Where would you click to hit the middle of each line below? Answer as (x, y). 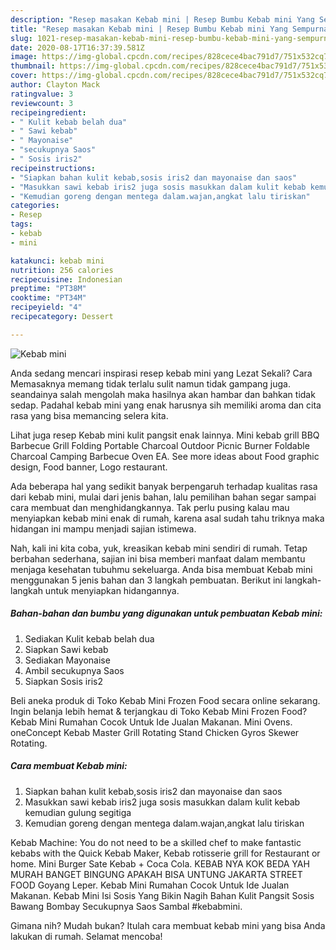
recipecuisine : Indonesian (66, 279)
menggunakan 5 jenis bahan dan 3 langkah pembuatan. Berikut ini (146, 580)
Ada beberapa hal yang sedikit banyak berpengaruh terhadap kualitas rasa (164, 486)
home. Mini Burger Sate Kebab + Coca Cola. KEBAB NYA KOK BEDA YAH (160, 863)
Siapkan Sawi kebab (66, 649)
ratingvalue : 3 (42, 94)
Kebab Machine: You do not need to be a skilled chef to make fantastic (156, 842)
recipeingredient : (48, 112)
